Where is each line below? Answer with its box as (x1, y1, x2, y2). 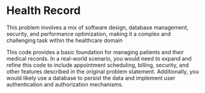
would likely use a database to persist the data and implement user (6, 74, 176, 81)
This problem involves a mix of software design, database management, (6, 24, 189, 31)
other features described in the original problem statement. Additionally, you (6, 67, 199, 75)
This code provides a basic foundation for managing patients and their (6, 48, 184, 55)
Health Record (6, 4, 81, 18)
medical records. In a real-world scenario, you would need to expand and (6, 55, 192, 62)
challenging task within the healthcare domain (6, 36, 123, 44)
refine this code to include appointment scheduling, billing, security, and (6, 61, 189, 69)
